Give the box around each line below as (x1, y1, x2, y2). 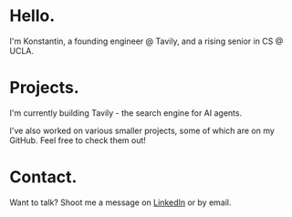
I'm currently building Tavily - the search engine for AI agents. (9, 107, 243, 119)
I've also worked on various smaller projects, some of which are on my (9, 125, 276, 136)
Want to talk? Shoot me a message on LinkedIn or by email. (9, 197, 232, 208)
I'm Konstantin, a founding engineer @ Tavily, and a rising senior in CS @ (9, 36, 284, 46)
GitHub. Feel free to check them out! (9, 134, 146, 146)
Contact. (9, 167, 78, 188)
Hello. (9, 5, 56, 26)
